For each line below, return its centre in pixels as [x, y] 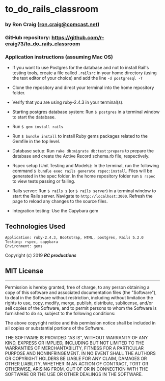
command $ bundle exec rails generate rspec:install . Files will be [82, 171]
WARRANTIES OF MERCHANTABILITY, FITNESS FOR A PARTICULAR [74, 348]
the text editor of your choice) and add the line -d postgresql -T [77, 78]
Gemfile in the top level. [36, 142]
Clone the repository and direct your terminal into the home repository [83, 88]
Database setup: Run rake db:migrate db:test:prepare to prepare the [83, 151]
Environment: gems [24, 246]
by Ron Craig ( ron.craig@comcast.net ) [52, 25]
